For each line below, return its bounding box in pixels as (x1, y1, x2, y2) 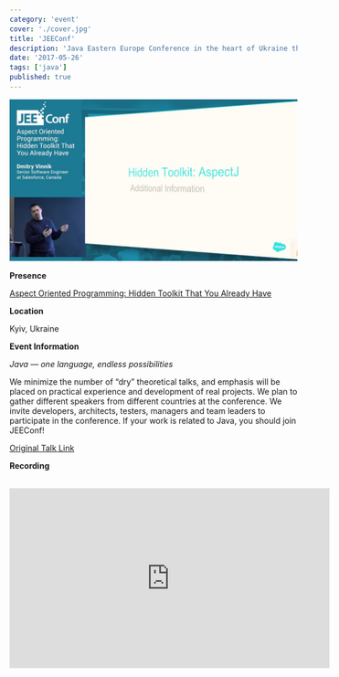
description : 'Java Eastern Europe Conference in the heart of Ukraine (9, 44, 288, 53)
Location (9, 306, 44, 317)
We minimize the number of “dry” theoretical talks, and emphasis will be (9, 376, 281, 387)
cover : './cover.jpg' (9, 24, 92, 34)
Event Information (9, 341, 79, 352)
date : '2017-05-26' (9, 53, 84, 63)
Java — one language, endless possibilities (9, 359, 174, 370)
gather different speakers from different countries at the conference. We (9, 396, 282, 407)
